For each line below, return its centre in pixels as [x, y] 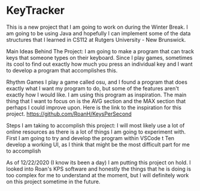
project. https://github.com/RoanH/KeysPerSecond [69, 114]
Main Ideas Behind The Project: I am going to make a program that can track [100, 51]
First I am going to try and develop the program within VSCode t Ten [90, 138]
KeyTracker [35, 10]
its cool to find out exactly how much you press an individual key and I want [99, 64]
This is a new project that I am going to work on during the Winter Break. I [97, 27]
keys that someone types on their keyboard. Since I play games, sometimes [99, 57]
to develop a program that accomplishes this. [62, 70]
